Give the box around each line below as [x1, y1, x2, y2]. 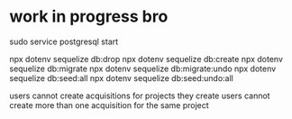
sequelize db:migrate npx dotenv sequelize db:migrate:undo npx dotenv [9, 63, 277, 74]
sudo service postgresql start [9, 36, 119, 47]
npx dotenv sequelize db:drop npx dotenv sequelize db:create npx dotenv [9, 53, 284, 64]
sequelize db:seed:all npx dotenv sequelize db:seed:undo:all [9, 72, 234, 83]
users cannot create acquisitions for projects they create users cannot [9, 90, 270, 101]
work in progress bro [9, 6, 169, 27]
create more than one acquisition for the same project [9, 99, 209, 110]
